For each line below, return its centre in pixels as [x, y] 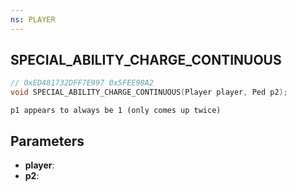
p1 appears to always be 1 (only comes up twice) [116, 111]
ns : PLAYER [33, 19]
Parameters [47, 141]
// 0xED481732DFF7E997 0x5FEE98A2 [82, 83]
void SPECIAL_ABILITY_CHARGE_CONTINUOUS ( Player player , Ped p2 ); [149, 92]
